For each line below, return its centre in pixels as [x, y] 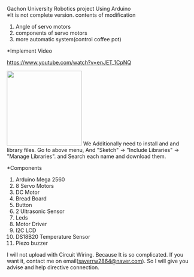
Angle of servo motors [43, 27]
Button [24, 205]
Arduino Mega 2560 [40, 179]
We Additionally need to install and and [131, 144]
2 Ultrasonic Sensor [40, 211]
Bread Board [31, 199]
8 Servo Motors [35, 186]
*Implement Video [30, 51]
